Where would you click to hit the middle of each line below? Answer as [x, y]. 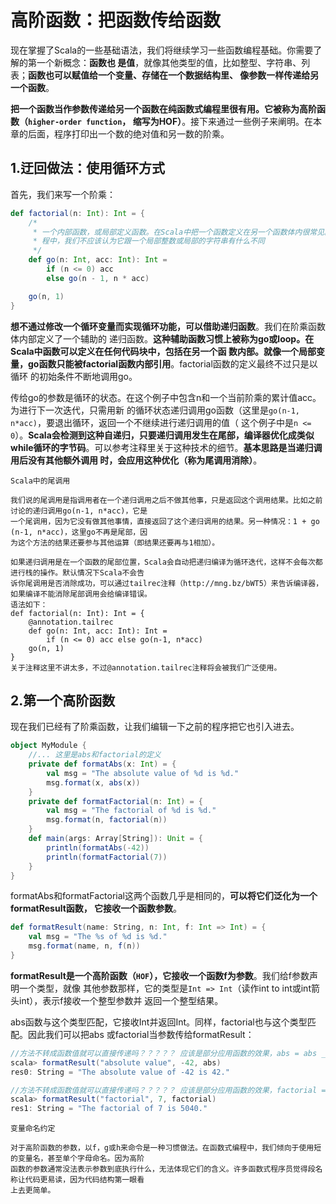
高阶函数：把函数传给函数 [116, 20]
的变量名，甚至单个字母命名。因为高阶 [77, 1159]
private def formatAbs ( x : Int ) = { [102, 764]
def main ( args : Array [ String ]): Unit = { [115, 839]
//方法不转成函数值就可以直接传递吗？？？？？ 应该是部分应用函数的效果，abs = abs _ [168, 1053]
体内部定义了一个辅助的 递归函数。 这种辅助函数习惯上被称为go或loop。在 [162, 338]
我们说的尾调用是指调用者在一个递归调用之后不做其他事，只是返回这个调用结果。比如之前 [166, 500]
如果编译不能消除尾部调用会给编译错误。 [81, 594]
